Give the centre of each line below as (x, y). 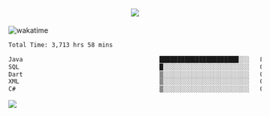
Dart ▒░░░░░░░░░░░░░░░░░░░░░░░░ (129, 74)
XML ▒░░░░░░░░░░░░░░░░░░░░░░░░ (129, 82)
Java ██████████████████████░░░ (129, 59)
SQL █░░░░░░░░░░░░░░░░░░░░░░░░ (129, 67)
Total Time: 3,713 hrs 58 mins (61, 45)
